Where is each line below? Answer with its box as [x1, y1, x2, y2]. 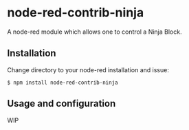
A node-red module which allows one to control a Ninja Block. [7, 28, 182, 36]
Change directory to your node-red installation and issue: [7, 65, 170, 74]
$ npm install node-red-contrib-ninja [7, 79, 118, 86]
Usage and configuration [7, 98, 116, 109]
